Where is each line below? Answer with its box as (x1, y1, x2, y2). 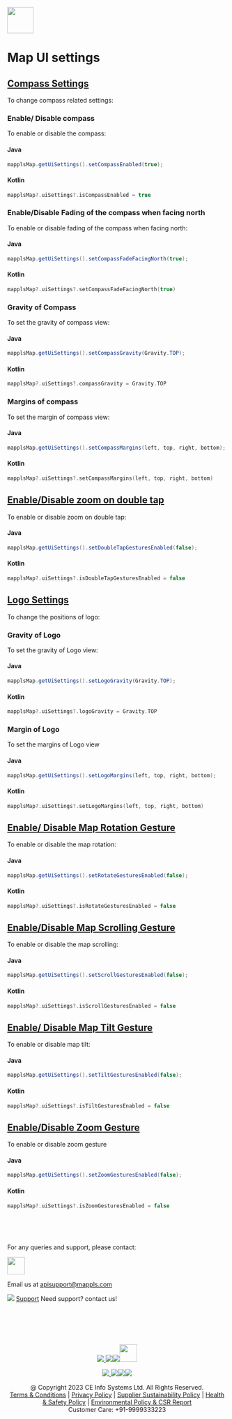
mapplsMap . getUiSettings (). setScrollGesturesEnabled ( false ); (7, 971, 189, 979)
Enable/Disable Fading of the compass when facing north (7, 208, 206, 218)
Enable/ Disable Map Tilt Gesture (7, 1022, 153, 1034)
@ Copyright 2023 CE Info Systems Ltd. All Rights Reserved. (30, 1383, 204, 1392)
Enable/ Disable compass (7, 113, 95, 123)
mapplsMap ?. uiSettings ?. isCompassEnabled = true (7, 191, 151, 198)
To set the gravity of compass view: (7, 318, 110, 327)
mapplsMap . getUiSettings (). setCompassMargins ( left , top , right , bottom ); (7, 444, 226, 451)
